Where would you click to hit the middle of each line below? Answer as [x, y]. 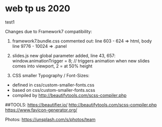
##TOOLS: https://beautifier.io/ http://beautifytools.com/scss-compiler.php [81, 105]
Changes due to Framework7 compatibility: [49, 31]
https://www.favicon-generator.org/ [41, 110]
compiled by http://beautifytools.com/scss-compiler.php [69, 95]
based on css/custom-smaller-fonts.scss [54, 90]
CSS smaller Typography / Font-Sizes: [51, 75]
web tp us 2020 [38, 9]
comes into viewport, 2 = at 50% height [52, 66]
